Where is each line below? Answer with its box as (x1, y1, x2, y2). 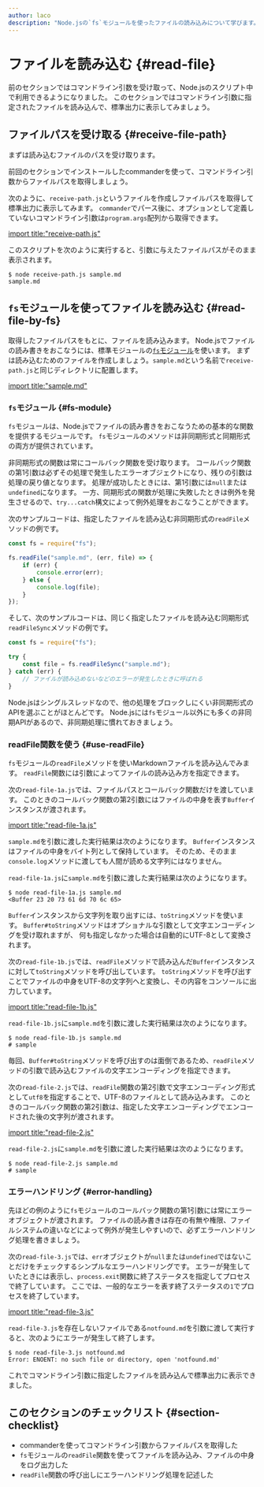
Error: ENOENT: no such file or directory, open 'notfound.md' (8, 1356, 221, 1364)
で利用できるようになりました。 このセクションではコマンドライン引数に (8, 92, 245, 102)
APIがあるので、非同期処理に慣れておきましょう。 (14, 717, 177, 727)
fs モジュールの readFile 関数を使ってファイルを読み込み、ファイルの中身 (19, 1451, 255, 1460)
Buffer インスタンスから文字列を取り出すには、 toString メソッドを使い (8, 910, 237, 920)
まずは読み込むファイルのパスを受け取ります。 (8, 151, 160, 160)
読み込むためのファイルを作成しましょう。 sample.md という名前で (14, 355, 226, 365)
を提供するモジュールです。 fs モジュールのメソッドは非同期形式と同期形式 (8, 431, 251, 441)
